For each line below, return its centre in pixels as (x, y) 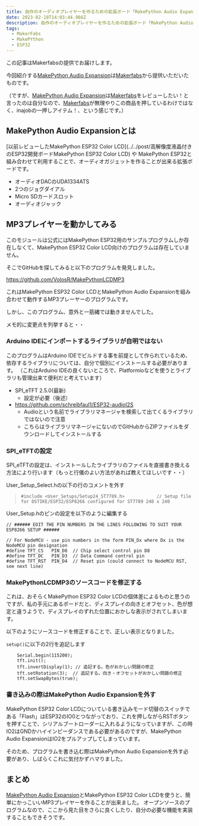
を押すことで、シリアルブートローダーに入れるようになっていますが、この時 (99, 723)
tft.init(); (31, 661)
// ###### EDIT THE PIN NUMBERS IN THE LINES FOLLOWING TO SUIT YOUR (94, 525)
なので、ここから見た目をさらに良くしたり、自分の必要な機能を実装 (110, 810)
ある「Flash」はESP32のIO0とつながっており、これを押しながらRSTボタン (97, 716)
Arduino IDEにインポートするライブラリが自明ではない (85, 341)
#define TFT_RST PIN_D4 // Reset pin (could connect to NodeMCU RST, (97, 561)
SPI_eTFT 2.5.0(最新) (40, 390)
